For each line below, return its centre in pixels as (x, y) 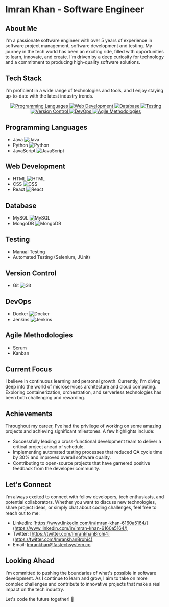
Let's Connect (28, 484)
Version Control (31, 273)
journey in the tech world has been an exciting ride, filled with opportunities (85, 51)
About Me (21, 28)
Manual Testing (29, 252)
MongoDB (23, 224)
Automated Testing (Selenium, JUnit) (51, 257)
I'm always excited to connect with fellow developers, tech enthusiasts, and (85, 497)
